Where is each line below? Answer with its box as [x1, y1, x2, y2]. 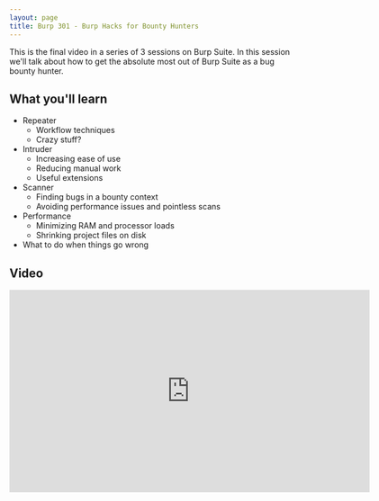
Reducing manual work [35, 163, 122, 174]
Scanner [22, 182, 54, 193]
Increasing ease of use [35, 154, 122, 165]
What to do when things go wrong [22, 239, 149, 250]
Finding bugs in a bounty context [35, 192, 159, 202]
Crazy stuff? [35, 134, 82, 145]
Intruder [22, 144, 52, 155]
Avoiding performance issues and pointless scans [35, 201, 221, 212]
